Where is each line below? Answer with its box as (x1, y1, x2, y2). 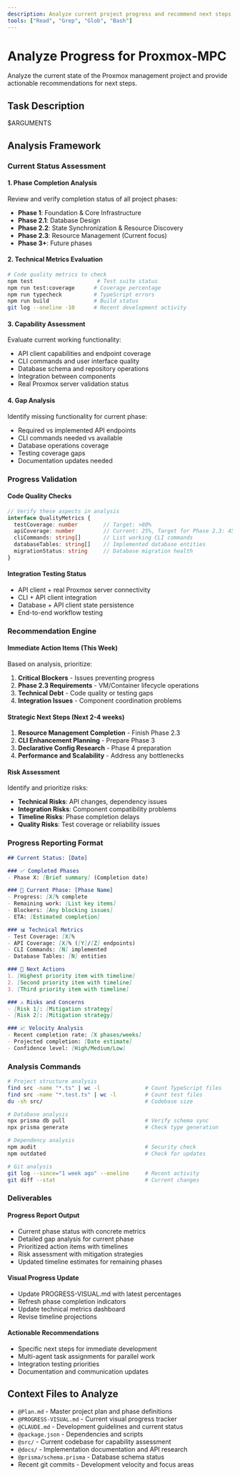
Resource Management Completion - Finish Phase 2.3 (17, 728, 181, 737)
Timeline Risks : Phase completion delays (17, 813, 140, 821)
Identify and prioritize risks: (7, 783, 88, 792)
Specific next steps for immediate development (17, 1344, 157, 1353)
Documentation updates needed (17, 456, 113, 465)
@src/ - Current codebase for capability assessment (17, 1437, 171, 1446)
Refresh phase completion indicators (17, 1297, 126, 1305)
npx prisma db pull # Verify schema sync (7, 1117, 209, 1124)
